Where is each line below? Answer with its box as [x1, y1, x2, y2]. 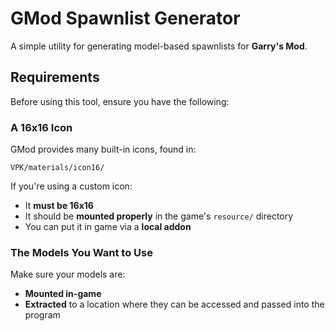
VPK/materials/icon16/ [10, 163, 105, 173]
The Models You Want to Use [10, 245, 153, 259]
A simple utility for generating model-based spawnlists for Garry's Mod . [10, 40, 308, 52]
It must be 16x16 [24, 200, 94, 212]
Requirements [10, 69, 100, 86]
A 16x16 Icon [10, 120, 73, 134]
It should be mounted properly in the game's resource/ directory [24, 210, 294, 222]
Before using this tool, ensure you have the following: [10, 95, 230, 107]
